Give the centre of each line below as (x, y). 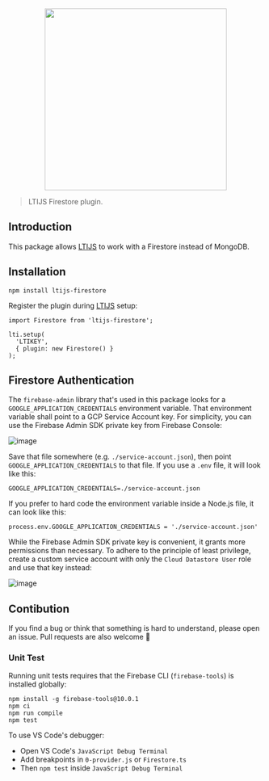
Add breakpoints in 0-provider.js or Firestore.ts (103, 759)
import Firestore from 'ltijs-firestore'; (81, 320)
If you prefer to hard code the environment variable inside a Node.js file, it (131, 504)
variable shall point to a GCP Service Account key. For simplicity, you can (130, 417)
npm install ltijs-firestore (57, 290)
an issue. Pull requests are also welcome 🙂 (80, 637)
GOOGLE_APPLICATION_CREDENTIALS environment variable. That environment (130, 408)
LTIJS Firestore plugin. (65, 202)
